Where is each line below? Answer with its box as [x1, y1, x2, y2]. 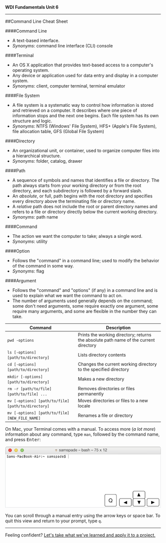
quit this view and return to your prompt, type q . [5, 518, 102, 524]
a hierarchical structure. [12, 153, 61, 159]
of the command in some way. [12, 263, 74, 269]
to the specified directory [78, 366, 129, 372]
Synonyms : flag [12, 268, 44, 274]
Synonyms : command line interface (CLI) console [12, 43, 113, 48]
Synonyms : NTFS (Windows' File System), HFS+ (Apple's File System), [12, 123, 157, 129]
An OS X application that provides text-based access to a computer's [12, 62, 154, 68]
